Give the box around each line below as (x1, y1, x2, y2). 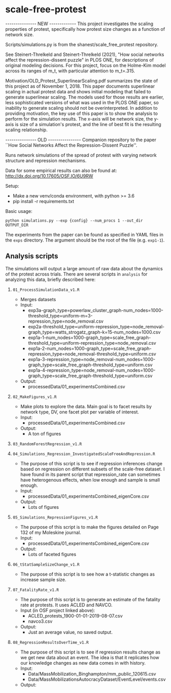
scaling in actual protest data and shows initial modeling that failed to (5, 88, 151, 94)
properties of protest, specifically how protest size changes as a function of (5, 26, 165, 32)
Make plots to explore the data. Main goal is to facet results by (20, 403, 152, 409)
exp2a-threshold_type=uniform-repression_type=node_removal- (28, 323, 165, 329)
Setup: (5, 183, 19, 189)
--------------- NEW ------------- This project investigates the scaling (5, 21, 154, 27)
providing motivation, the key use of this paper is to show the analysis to (5, 110, 158, 116)
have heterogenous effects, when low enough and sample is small (20, 477, 160, 483)
